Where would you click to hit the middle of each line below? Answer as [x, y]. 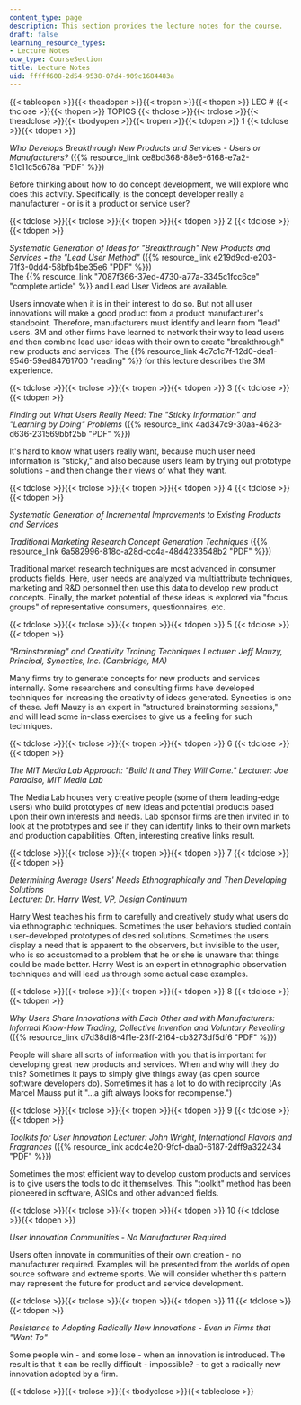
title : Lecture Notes [50, 68]
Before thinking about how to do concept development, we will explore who [149, 184]
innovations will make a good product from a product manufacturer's [137, 313]
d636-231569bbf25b [48, 433]
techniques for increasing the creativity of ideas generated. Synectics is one [150, 697]
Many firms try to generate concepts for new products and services [135, 678]
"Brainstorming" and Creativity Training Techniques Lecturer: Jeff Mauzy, [146, 651]
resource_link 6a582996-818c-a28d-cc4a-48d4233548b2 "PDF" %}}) [141, 551]
